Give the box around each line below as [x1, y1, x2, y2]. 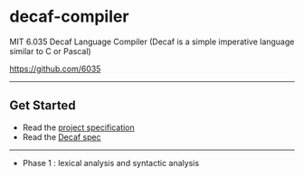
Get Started [9, 98, 76, 114]
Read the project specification [22, 122, 136, 133]
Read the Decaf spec [22, 131, 101, 142]
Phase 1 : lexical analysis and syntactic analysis [22, 157, 200, 168]
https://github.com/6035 [9, 63, 101, 74]
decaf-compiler [9, 6, 129, 27]
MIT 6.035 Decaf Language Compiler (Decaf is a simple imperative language [9, 36, 295, 47]
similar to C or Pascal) [9, 45, 92, 56]
